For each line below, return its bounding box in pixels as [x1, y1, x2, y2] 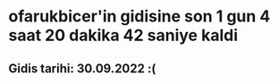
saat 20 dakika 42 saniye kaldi [8, 25, 239, 46]
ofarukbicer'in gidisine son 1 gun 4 [8, 6, 271, 27]
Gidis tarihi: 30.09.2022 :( [8, 61, 156, 76]
